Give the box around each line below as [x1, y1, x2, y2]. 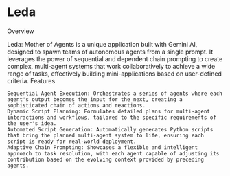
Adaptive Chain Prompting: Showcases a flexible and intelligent [7, 144, 198, 151]
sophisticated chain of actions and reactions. [7, 102, 146, 109]
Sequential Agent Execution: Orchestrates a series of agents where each [7, 90, 223, 97]
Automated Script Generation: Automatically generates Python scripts [7, 126, 214, 133]
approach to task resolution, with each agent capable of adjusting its [7, 150, 220, 157]
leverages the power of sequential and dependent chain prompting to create [7, 54, 223, 63]
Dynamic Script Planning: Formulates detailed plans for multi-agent [7, 108, 211, 115]
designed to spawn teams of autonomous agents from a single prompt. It [7, 47, 214, 56]
